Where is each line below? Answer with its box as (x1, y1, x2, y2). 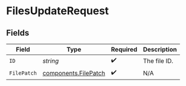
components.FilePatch (42, 69, 106, 77)
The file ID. (142, 56, 174, 65)
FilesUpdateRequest (6, 4, 109, 18)
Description (142, 46, 177, 53)
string (42, 56, 59, 65)
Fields (6, 28, 30, 38)
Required (111, 46, 138, 53)
